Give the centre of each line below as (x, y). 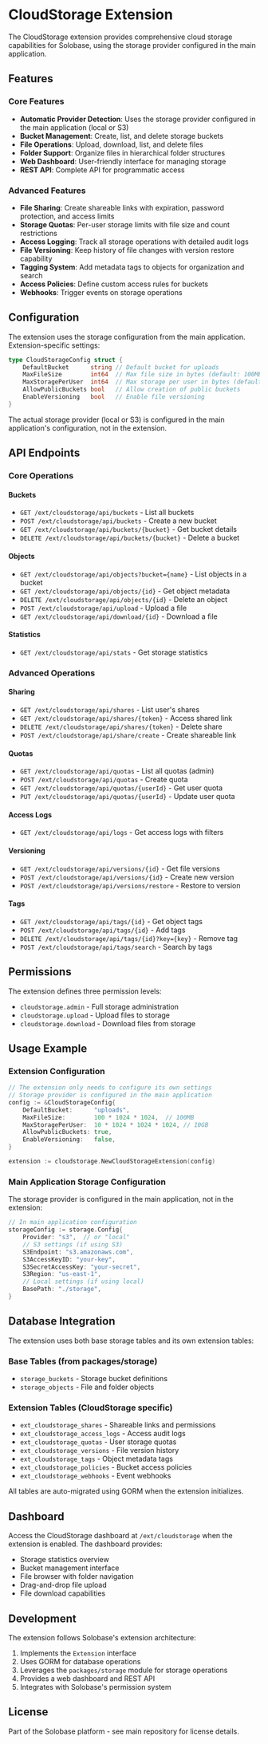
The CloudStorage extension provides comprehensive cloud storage (120, 37)
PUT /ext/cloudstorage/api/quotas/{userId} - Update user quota (127, 797)
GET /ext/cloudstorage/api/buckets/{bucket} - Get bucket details (128, 529)
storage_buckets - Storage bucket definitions (94, 1378)
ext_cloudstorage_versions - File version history (99, 1451)
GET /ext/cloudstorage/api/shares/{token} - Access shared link (126, 718)
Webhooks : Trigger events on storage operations (101, 292)
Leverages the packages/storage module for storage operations (124, 1670)
